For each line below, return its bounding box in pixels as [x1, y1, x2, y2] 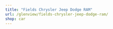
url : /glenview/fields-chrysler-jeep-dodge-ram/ [5, 12, 108, 17]
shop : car [5, 16, 26, 21]
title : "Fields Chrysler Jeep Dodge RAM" [5, 7, 93, 12]
